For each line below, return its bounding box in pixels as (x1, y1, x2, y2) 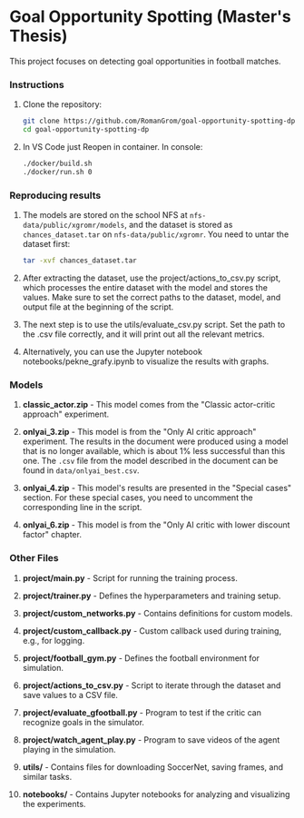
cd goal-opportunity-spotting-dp (22, 125, 150, 134)
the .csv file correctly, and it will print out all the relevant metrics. (22, 329, 265, 340)
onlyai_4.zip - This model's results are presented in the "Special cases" (22, 483, 292, 494)
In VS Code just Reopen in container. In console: (22, 141, 203, 152)
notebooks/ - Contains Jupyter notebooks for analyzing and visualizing (22, 788, 290, 800)
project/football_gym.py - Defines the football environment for (22, 652, 260, 664)
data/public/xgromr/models (22, 221, 125, 231)
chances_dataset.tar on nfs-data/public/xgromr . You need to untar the (22, 229, 289, 240)
